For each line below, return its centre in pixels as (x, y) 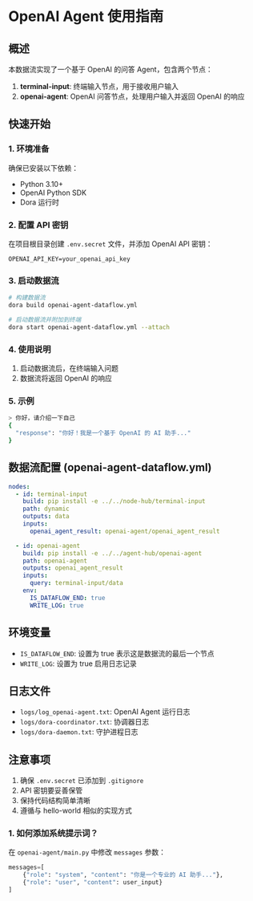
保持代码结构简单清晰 (55, 801)
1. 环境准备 (29, 149)
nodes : (19, 486)
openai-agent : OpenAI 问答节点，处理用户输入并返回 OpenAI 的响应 (132, 96)
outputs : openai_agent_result (73, 568)
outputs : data (46, 517)
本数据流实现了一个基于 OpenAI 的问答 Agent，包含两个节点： (111, 69)
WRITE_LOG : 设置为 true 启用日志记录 (78, 664)
